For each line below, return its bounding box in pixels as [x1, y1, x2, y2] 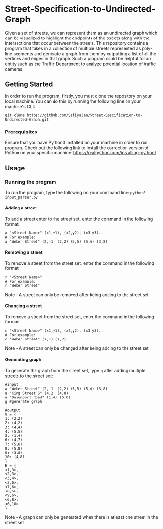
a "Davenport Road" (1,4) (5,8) [5, 395, 71, 400]
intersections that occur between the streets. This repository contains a [5, 40, 148, 46]
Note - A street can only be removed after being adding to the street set [5, 292, 149, 298]
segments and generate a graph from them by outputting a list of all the [13, 50, 157, 57]
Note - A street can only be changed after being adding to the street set [5, 345, 149, 351]
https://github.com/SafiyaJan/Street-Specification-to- [26, 113, 143, 118]
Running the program [5, 179, 56, 186]
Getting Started [5, 80, 53, 89]
